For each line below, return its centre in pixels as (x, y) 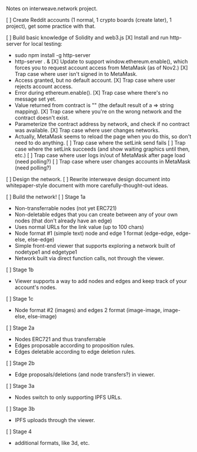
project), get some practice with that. (51, 26)
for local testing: (43, 44)
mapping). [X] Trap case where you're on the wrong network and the (98, 112)
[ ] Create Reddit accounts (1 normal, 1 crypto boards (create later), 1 (89, 20)
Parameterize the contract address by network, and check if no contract (102, 124)
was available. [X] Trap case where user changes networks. (87, 130)
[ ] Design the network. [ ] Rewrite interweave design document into (88, 179)
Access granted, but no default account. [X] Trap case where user (95, 80)
